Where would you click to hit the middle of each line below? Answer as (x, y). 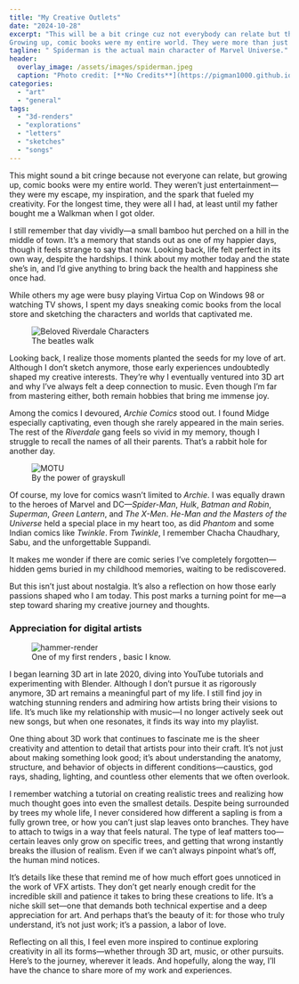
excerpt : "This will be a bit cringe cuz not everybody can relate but (145, 34)
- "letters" (40, 134)
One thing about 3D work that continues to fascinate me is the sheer (134, 738)
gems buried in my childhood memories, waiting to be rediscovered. (162, 569)
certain (22, 841)
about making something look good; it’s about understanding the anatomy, (145, 757)
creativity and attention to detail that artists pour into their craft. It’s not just (146, 748)
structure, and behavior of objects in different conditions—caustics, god (141, 767)
